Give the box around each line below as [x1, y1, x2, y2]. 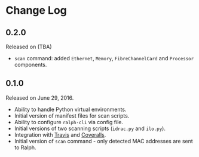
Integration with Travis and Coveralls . [14, 131, 106, 138]
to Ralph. [14, 144, 36, 151]
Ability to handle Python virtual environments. [14, 106, 127, 113]
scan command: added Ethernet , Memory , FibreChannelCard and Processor [14, 55, 194, 61]
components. [14, 61, 47, 68]
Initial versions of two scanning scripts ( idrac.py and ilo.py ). [14, 125, 166, 132]
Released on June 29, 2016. [5, 94, 74, 101]
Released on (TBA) [5, 43, 52, 50]
